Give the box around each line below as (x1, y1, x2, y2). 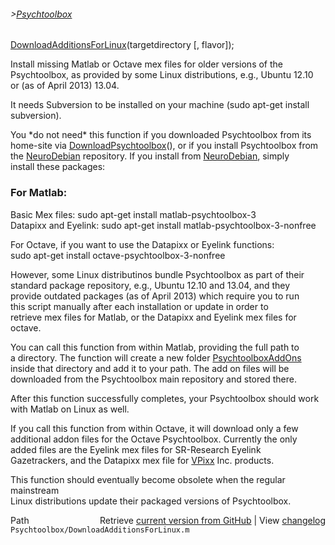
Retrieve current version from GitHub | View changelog (99, 514, 326, 526)
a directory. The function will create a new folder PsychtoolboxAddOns (10, 351, 302, 364)
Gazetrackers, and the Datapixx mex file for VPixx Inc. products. (10, 454, 275, 466)
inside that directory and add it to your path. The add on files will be (10, 362, 290, 374)
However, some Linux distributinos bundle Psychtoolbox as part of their (10, 268, 305, 280)
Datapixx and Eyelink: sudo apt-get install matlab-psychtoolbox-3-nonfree (10, 219, 317, 231)
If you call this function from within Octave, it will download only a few (10, 422, 299, 434)
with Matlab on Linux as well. (10, 403, 130, 415)
